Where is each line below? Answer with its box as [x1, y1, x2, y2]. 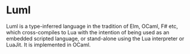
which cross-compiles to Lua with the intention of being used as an [6, 28, 170, 35]
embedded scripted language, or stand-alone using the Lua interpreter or [6, 35, 185, 42]
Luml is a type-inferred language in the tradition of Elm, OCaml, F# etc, [6, 23, 178, 30]
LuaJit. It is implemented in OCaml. [6, 41, 91, 48]
